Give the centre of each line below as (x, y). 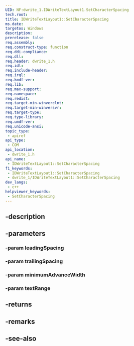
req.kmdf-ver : (20, 80)
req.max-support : (23, 89)
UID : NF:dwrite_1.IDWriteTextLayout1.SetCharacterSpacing (67, 10)
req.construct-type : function (37, 47)
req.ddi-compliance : (27, 52)
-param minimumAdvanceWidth (45, 275)
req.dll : (14, 56)
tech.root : (17, 15)
